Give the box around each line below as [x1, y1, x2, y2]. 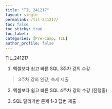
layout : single [5, 12, 38, 17]
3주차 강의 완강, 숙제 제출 [17, 76, 69, 82]
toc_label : [5, 31, 29, 36]
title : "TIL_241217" [5, 7, 50, 13]
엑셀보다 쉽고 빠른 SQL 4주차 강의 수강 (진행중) [12, 87, 108, 93]
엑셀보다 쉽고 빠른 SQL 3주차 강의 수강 [12, 65, 90, 72]
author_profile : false [5, 41, 54, 46]
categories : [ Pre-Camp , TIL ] [5, 36, 68, 41]
